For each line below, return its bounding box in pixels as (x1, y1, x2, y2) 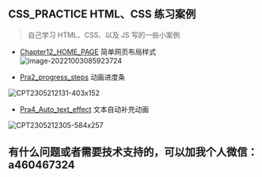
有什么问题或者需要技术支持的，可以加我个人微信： (8, 145, 258, 159)
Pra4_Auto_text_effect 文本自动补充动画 (19, 104, 149, 114)
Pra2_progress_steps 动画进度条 (19, 72, 126, 82)
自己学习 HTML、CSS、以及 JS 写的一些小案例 (27, 30, 180, 40)
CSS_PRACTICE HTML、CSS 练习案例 (8, 7, 196, 21)
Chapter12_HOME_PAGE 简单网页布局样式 (19, 47, 157, 56)
